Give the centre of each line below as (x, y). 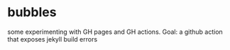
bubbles (32, 12)
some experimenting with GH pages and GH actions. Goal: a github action (115, 32)
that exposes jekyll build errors (53, 39)
